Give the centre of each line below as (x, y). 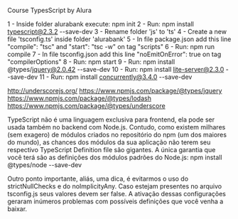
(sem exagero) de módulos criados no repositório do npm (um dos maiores (117, 135)
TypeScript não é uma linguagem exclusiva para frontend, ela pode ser (111, 119)
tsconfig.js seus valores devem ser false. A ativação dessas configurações (117, 194)
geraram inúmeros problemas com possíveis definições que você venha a (115, 201)
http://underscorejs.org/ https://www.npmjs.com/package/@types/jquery (115, 91)
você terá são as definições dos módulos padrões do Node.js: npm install (115, 157)
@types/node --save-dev (45, 165)
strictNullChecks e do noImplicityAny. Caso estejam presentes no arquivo (115, 186)
